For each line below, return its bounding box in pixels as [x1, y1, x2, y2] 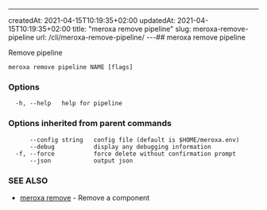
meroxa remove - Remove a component [19, 193, 150, 202]
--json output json [29, 156, 133, 165]
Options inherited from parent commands [8, 118, 172, 129]
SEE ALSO [8, 175, 48, 186]
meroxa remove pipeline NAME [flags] [8, 63, 133, 71]
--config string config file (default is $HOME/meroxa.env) [29, 136, 240, 143]
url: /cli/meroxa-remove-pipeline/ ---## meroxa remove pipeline [35, 32, 246, 42]
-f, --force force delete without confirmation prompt [15, 150, 237, 158]
